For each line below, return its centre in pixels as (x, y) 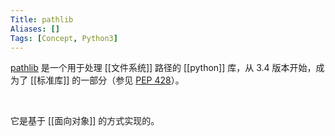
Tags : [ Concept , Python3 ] (64, 38)
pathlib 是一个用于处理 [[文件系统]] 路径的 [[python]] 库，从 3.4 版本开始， (163, 68)
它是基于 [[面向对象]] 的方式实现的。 (85, 121)
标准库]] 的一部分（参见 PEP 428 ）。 (110, 80)
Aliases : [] (35, 29)
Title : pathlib (42, 19)
